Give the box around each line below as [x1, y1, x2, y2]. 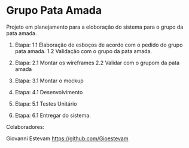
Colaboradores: [6, 123, 45, 130]
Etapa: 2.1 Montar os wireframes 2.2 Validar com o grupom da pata [14, 59, 180, 66]
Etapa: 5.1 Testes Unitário [14, 100, 77, 107]
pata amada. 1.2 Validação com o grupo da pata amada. [14, 47, 153, 54]
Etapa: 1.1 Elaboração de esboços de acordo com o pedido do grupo [14, 41, 183, 48]
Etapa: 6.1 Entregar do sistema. [14, 112, 91, 119]
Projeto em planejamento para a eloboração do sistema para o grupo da [6, 23, 184, 30]
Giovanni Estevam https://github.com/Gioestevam [6, 135, 129, 142]
